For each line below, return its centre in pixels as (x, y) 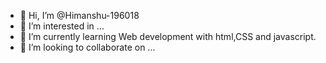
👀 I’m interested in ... (62, 26)
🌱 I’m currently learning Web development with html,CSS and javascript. (168, 36)
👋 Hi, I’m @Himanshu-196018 (79, 15)
